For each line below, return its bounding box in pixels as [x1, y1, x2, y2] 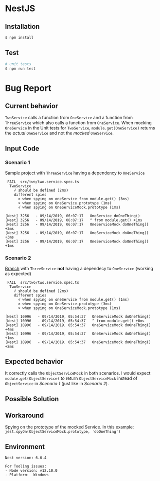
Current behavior [5, 102, 58, 110]
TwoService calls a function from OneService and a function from [5, 115, 133, 121]
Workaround [5, 411, 44, 420]
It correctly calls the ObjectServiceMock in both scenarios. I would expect [5, 370, 151, 376]
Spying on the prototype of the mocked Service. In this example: [5, 424, 134, 430]
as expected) [5, 271, 32, 277]
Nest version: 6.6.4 [5, 456, 47, 461]
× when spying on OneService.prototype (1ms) [18, 201, 112, 206]
